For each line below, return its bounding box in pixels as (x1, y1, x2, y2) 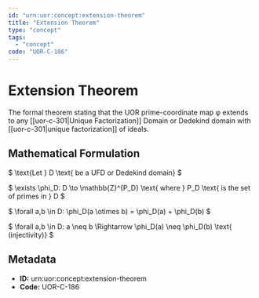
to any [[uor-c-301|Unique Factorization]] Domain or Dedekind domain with (8, 115, 251, 125)
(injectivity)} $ (8, 230, 54, 239)
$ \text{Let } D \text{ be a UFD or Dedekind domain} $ (8, 168, 182, 177)
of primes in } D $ (8, 191, 65, 201)
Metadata (8, 253, 57, 267)
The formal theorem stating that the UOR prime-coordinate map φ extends (8, 107, 249, 117)
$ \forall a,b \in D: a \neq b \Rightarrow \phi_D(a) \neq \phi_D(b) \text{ (8, 221, 232, 231)
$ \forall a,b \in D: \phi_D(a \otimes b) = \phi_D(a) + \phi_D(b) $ (8, 206, 211, 216)
